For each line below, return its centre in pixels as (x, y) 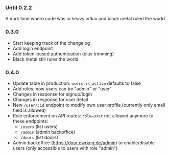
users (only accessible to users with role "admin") (65, 148)
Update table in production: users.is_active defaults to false (77, 83)
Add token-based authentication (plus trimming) (63, 54)
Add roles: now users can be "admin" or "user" (62, 88)
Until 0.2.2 (19, 8)
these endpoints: (30, 121)
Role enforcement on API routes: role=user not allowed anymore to (83, 115)
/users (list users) (39, 127)
